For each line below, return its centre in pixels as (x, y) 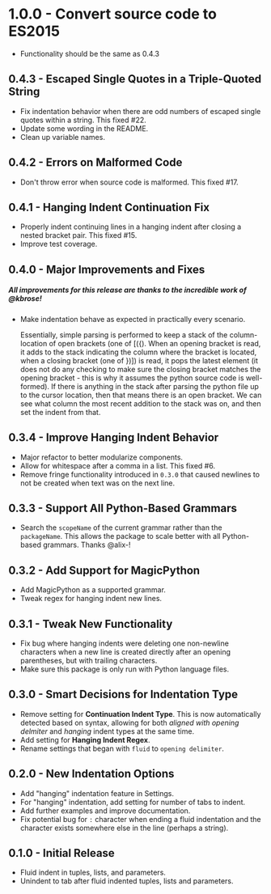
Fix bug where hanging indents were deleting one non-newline (124, 643)
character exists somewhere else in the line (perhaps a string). (124, 828)
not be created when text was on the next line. (97, 483)
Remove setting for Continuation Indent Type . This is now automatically (140, 714)
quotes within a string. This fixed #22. (83, 120)
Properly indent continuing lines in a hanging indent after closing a (131, 227)
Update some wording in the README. (84, 128)
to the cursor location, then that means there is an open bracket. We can (141, 395)
